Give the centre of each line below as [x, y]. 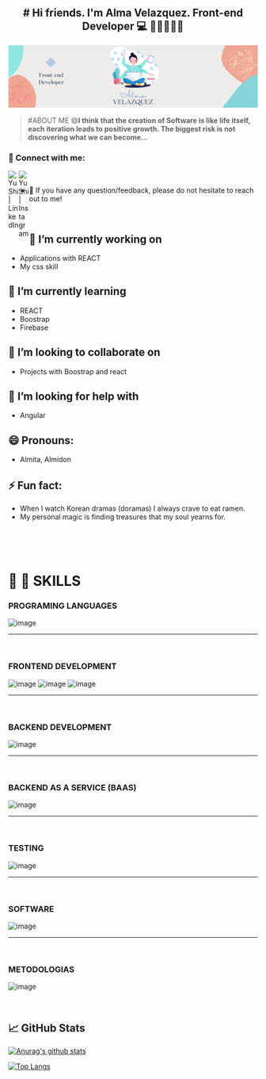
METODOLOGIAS [42, 969]
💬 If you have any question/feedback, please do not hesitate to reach [141, 190]
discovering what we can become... [87, 137]
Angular [32, 415]
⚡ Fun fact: [35, 486]
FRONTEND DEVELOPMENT [63, 667]
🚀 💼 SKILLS [45, 581]
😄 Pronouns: [41, 440]
